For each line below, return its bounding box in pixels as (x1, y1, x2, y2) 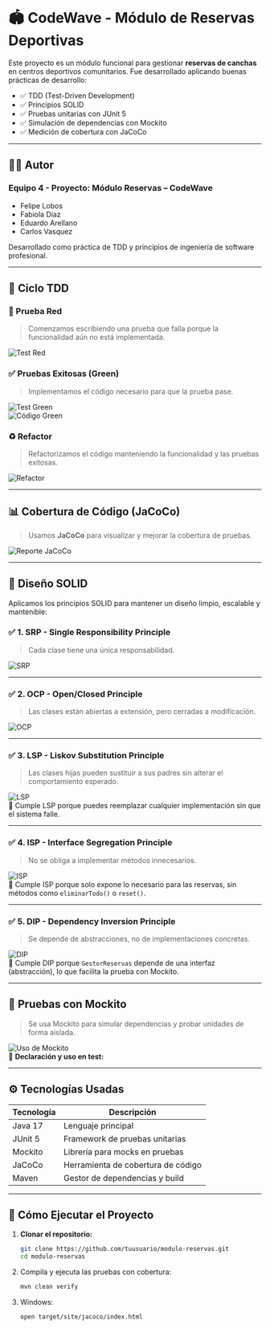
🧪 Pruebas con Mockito (8, 997, 127, 1011)
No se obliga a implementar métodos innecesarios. (27, 855, 197, 865)
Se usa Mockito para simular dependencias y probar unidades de (27, 1018, 244, 1029)
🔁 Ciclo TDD (8, 282, 70, 295)
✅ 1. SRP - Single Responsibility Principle (8, 627, 171, 638)
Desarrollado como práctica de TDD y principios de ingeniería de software (8, 241, 255, 252)
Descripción (108, 1106, 157, 1117)
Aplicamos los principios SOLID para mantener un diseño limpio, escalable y (8, 598, 261, 608)
